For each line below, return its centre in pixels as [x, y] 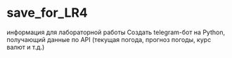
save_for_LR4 [47, 13]
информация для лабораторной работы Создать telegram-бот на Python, [116, 32]
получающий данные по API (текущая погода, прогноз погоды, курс [109, 39]
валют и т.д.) [26, 47]
